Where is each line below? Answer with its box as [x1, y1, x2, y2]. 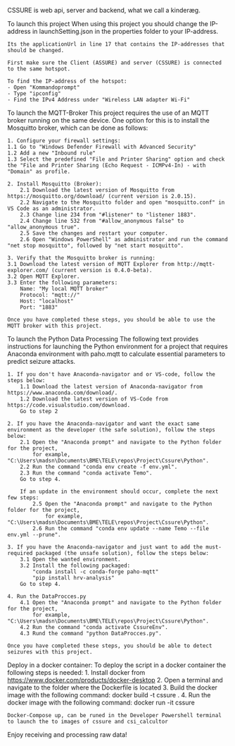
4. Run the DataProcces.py [7, 593, 87, 600]
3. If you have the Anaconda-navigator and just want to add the [7, 544, 203, 551]
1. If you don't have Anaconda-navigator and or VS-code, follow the [7, 371, 216, 378]
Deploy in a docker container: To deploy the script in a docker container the [7, 661, 227, 669]
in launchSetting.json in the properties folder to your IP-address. [32, 27, 219, 35]
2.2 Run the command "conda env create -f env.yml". [20, 463, 178, 470]
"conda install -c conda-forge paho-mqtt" [32, 568, 159, 575]
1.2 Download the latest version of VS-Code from [20, 396, 169, 403]
